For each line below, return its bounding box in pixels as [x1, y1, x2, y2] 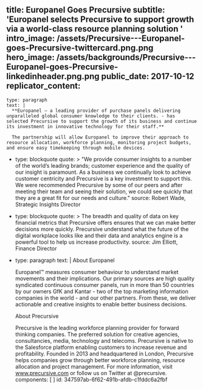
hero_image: [6, 52, 55, 63]
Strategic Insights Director [15, 201, 81, 208]
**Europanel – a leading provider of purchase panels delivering [12, 108, 181, 114]
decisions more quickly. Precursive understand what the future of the [15, 225, 189, 233]
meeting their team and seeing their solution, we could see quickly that [15, 188, 193, 195]
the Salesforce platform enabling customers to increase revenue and [15, 343, 187, 351]
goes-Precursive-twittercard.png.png [6, 43, 154, 53]
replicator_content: [6, 81, 81, 91]
